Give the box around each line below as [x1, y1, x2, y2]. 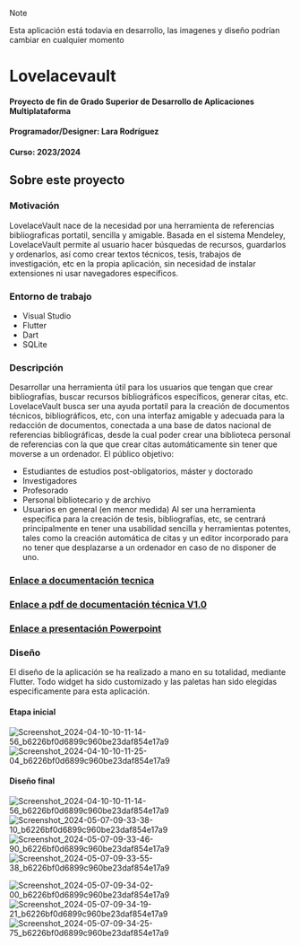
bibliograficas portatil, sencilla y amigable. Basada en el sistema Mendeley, [9, 229, 287, 241]
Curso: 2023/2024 [9, 146, 81, 157]
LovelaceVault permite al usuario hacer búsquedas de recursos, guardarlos [9, 239, 287, 250]
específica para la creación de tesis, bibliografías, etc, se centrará [21, 513, 266, 524]
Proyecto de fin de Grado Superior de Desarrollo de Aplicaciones [9, 96, 255, 107]
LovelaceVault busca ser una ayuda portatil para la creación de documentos [9, 401, 290, 412]
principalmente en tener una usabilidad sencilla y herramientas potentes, [21, 523, 291, 534]
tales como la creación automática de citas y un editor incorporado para [21, 533, 289, 544]
